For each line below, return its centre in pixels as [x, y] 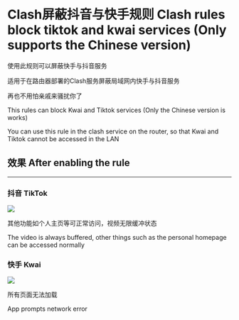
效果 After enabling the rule [69, 163]
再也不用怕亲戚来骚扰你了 [45, 96]
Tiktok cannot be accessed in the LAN [63, 138]
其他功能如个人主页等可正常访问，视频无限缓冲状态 [82, 224]
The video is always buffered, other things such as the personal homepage [117, 238]
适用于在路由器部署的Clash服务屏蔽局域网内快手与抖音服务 [94, 81]
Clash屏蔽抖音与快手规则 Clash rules [116, 15]
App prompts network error [47, 309]
